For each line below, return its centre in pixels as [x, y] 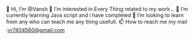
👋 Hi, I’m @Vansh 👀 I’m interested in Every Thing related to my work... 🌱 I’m [97, 9]
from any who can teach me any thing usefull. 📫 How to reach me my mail [97, 22]
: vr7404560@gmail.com [35, 30]
